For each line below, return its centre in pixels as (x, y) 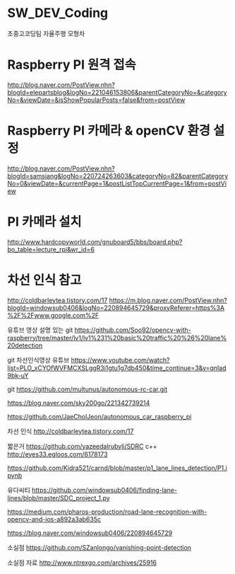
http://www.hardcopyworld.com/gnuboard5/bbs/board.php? (95, 241)
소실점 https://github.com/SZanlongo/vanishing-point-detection (100, 547)
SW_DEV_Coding (58, 13)
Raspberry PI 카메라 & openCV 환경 (109, 131)
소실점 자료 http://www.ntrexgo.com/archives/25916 (82, 562)
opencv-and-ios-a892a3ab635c (54, 519)
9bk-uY (18, 375)
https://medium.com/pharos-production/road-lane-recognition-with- (107, 512)
